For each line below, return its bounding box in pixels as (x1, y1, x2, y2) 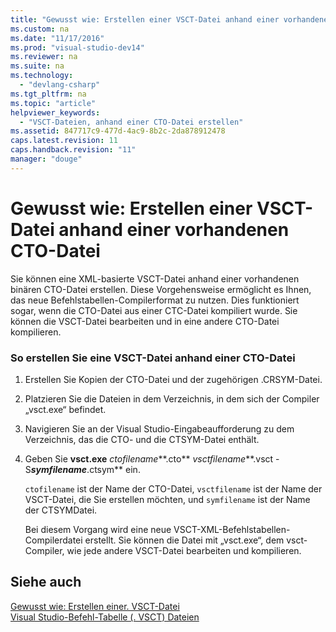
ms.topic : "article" (10, 98, 97, 108)
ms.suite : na (10, 61, 65, 71)
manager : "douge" (10, 154, 83, 164)
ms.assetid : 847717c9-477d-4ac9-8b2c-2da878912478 (10, 126, 226, 136)
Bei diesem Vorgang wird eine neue (24, 523, 172, 535)
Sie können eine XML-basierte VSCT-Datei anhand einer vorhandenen (10, 272, 300, 285)
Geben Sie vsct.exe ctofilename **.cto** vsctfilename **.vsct (24, 452, 274, 465)
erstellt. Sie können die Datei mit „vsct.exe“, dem (84, 534, 285, 546)
